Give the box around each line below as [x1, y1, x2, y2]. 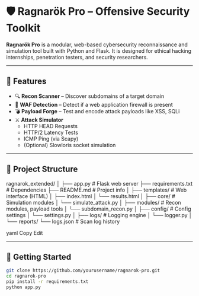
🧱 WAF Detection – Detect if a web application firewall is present [14, 101, 173, 108]
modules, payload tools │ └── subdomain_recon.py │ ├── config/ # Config [6, 205, 191, 212]
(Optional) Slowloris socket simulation [23, 141, 116, 148]
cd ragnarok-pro [6, 273, 46, 279]
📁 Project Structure [6, 164, 78, 174]
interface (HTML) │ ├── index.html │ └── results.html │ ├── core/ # [6, 192, 176, 199]
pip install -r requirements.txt [6, 279, 89, 285]
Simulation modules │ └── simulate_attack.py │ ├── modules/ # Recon [6, 199, 182, 206]
